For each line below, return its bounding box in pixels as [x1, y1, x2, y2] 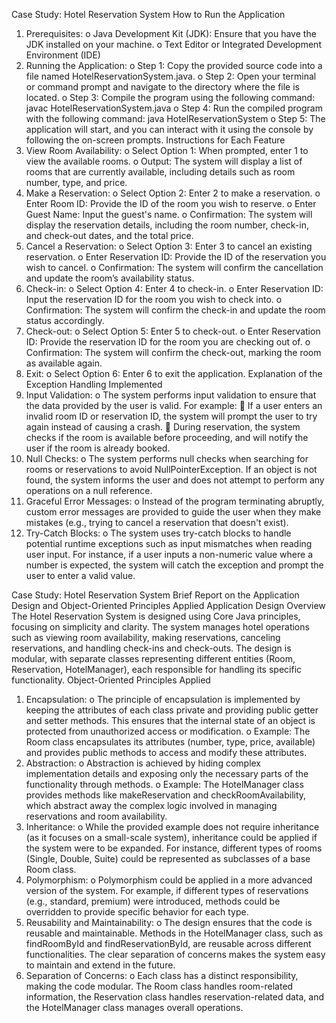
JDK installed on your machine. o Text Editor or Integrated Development [25, 39, 322, 50]
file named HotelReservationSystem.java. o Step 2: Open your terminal [25, 70, 317, 82]
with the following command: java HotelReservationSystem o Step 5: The [25, 113, 326, 124]
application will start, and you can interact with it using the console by [25, 124, 314, 135]
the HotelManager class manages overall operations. [25, 1002, 244, 1013]
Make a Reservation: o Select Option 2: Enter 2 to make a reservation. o [25, 187, 321, 199]
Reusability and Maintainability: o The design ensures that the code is [25, 917, 313, 928]
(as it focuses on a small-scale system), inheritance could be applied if [25, 832, 318, 843]
